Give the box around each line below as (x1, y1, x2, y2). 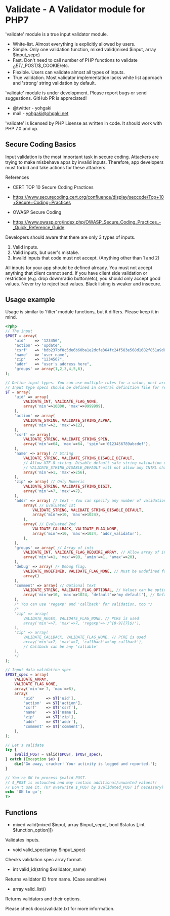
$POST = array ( (5, 334, 37, 339)
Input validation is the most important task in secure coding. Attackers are (5, 154, 159, 160)
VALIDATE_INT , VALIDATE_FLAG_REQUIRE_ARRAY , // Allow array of (23, 550, 159, 555)
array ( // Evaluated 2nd (23, 522, 76, 527)
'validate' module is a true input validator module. (5, 31, 108, 37)
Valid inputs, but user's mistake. (12, 249, 79, 255)
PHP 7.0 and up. (5, 125, 39, 131)
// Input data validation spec (5, 668, 71, 673)
